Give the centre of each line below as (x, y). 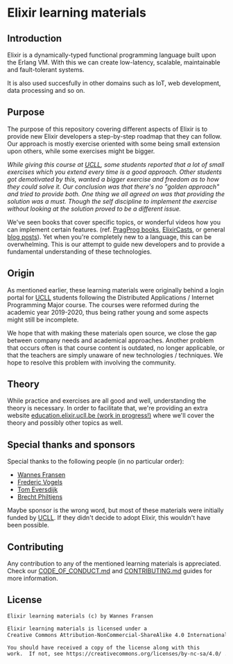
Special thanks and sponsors (71, 445)
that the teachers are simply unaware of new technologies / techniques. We (115, 355)
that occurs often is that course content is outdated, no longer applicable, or (116, 347)
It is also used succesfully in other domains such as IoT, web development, (114, 83)
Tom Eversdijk (37, 489)
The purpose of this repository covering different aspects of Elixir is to (107, 129)
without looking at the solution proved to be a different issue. (94, 209)
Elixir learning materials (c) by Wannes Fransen (80, 616)
